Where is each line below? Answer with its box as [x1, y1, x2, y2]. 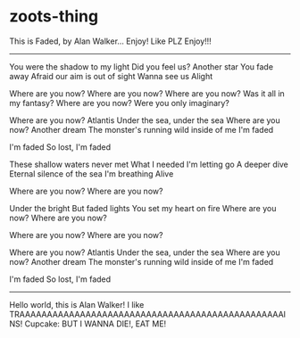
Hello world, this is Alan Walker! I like [9, 299, 145, 309]
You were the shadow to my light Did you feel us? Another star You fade [9, 61, 274, 72]
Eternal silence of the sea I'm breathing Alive [9, 168, 174, 179]
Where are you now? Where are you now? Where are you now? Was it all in [9, 87, 286, 99]
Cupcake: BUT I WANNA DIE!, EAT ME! [24, 318, 167, 329]
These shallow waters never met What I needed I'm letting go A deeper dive [9, 159, 288, 169]
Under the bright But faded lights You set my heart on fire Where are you [9, 202, 277, 213]
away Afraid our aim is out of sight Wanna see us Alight [9, 70, 212, 81]
